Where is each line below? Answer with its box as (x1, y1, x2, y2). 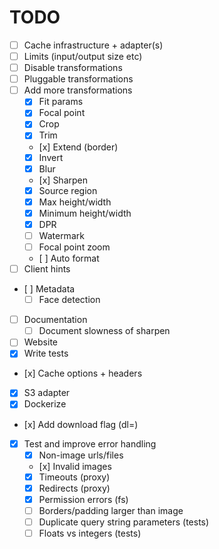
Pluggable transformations (23, 73, 134, 85)
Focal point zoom (38, 241, 111, 253)
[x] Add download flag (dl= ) (23, 418, 139, 430)
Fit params (38, 96, 84, 108)
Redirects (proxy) (38, 482, 111, 494)
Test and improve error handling (23, 437, 157, 450)
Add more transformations (23, 84, 133, 96)
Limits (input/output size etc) (23, 51, 143, 62)
